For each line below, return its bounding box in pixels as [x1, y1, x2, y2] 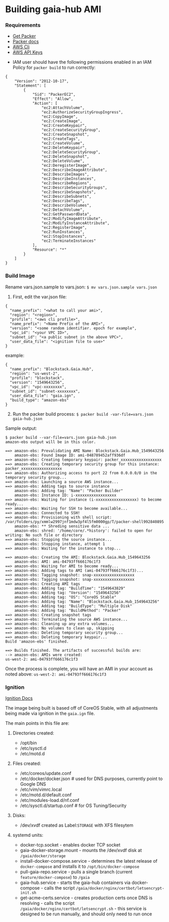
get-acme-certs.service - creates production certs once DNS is [20, 895, 153, 901]
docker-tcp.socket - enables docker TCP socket [20, 842, 120, 848]
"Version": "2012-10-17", [14, 79, 69, 84]
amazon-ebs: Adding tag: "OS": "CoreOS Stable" [14, 595, 116, 600]
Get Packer [12, 33, 36, 39]
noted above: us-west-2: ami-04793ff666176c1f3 [5, 671, 107, 677]
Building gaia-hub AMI [5, 4, 102, 15]
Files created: [12, 760, 41, 766]
